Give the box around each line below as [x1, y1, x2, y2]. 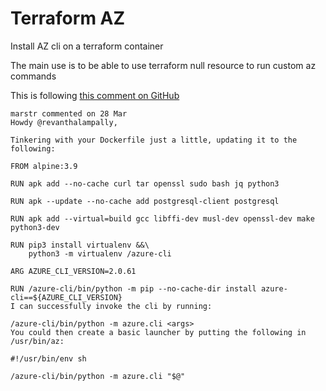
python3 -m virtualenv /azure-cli [28, 248, 172, 259]
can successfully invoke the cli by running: [19, 301, 213, 311]
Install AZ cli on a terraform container [10, 40, 164, 52]
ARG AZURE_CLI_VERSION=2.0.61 [10, 266, 137, 276]
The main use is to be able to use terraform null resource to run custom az [10, 59, 317, 71]
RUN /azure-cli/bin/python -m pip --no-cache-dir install [10, 283, 257, 294]
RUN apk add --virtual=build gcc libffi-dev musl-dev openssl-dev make [10, 213, 315, 224]
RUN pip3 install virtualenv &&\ [10, 240, 150, 250]
